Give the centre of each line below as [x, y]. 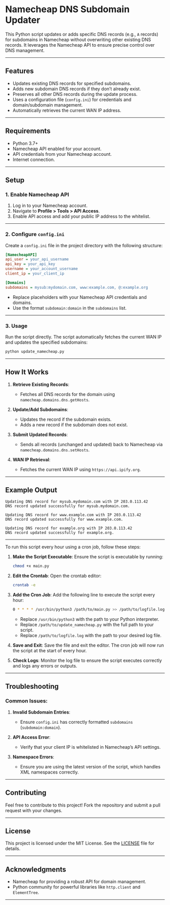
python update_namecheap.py [35, 351]
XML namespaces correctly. [50, 772]
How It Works [27, 372]
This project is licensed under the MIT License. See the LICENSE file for [80, 843]
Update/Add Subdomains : [40, 409]
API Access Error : [31, 737]
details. [13, 849]
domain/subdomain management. [48, 105]
